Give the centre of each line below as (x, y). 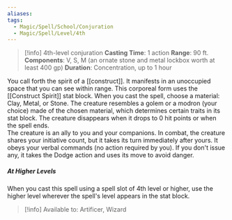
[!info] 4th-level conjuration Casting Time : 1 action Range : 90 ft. (116, 53)
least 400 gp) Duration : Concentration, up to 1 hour (98, 68)
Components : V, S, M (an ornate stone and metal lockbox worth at (119, 61)
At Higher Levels (32, 171)
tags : (15, 20)
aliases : (20, 14)
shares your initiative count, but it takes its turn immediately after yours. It (113, 141)
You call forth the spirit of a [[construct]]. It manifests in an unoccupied (109, 81)
